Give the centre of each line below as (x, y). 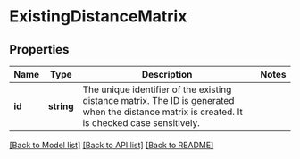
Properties (39, 50)
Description (167, 75)
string (61, 106)
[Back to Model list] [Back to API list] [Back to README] (112, 145)
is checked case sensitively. (142, 123)
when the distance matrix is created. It (162, 112)
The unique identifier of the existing (157, 89)
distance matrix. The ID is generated (158, 100)
